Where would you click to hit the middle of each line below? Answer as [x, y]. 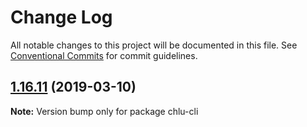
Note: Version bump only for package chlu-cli [104, 111]
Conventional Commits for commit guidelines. [104, 55]
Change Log [61, 17]
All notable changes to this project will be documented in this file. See [154, 45]
